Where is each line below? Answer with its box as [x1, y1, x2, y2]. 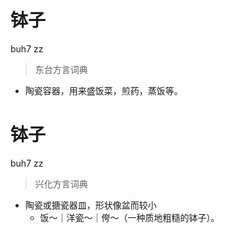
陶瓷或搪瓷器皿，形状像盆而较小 [24, 199, 157, 211]
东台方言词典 [34, 63, 88, 75]
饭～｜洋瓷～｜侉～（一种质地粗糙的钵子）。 [39, 211, 220, 223]
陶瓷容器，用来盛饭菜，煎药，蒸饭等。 [24, 84, 183, 96]
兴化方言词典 [34, 177, 88, 190]
